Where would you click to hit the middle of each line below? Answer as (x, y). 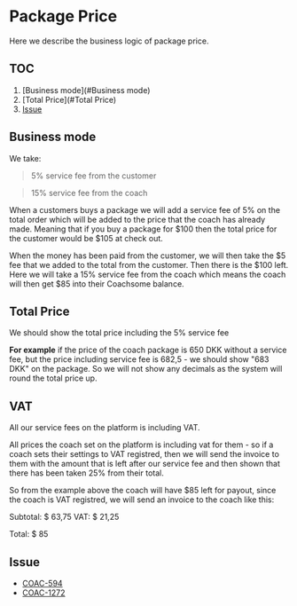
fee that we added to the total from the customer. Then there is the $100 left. (149, 264)
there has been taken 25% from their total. (86, 473)
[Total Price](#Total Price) (69, 99)
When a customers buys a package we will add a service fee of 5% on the (145, 209)
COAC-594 (43, 583)
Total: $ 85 (29, 534)
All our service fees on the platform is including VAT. (105, 428)
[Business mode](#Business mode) (86, 90)
